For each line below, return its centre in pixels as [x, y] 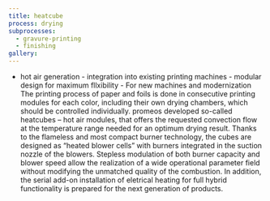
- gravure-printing [49, 38]
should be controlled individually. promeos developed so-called [126, 111]
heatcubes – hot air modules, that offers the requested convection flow [139, 120]
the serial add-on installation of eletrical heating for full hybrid [123, 180]
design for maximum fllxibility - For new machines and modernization [136, 85]
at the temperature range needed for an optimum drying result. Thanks [138, 128]
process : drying [36, 24]
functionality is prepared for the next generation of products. [122, 188]
